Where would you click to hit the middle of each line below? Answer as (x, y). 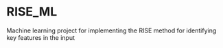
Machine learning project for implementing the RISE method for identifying (111, 30)
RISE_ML (32, 12)
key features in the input (41, 37)
